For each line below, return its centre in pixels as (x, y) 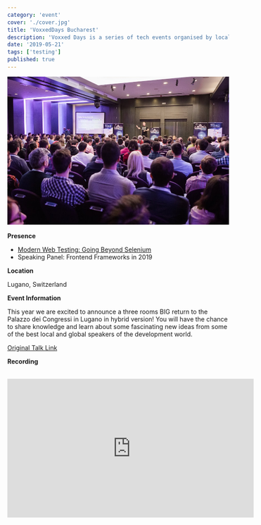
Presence (22, 236)
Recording (23, 362)
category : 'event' (34, 15)
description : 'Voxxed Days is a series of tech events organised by (110, 37)
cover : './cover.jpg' (39, 22)
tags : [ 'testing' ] (34, 52)
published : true (31, 60)
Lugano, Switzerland (37, 285)
